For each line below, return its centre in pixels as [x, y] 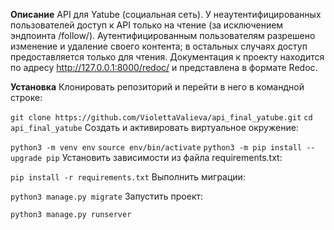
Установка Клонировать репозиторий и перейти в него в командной [157, 87]
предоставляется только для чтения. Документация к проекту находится [167, 57]
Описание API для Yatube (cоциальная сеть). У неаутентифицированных [166, 14]
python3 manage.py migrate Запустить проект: [107, 196]
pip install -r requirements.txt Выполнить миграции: [128, 177]
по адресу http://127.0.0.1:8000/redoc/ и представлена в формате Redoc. [164, 67]
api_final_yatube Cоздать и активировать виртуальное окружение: [154, 127]
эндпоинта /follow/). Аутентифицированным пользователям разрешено [163, 35]
